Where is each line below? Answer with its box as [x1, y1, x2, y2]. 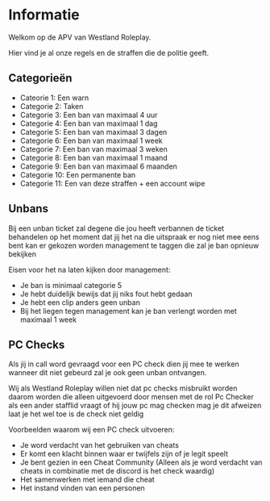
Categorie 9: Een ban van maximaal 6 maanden [19, 161, 177, 171]
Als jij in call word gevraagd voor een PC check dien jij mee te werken [8, 359, 239, 369]
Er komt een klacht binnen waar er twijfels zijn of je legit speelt [19, 449, 228, 459]
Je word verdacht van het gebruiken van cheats [19, 440, 180, 450]
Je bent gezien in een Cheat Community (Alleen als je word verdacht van [19, 457, 263, 467]
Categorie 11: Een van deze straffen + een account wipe [19, 178, 206, 188]
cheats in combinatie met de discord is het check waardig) [19, 466, 215, 476]
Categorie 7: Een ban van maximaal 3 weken [19, 144, 168, 154]
